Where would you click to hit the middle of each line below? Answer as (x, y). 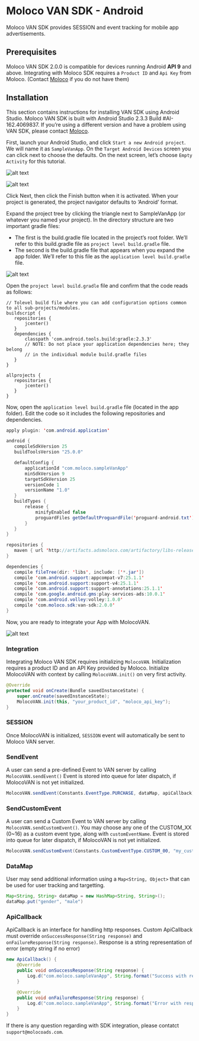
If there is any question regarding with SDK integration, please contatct (93, 1026)
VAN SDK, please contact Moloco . (48, 131)
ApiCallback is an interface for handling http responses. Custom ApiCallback (99, 930)
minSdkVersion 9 (45, 474)
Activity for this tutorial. (36, 161)
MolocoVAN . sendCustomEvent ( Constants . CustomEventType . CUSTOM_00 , (88, 851)
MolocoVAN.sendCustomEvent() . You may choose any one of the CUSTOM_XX (99, 828)
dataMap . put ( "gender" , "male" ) (45, 902)
